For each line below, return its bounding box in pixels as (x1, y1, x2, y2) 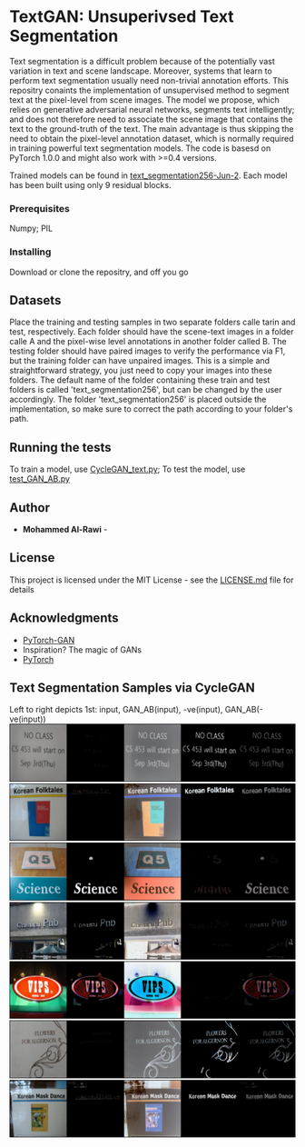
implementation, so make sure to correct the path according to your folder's (9, 404, 293, 414)
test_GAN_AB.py (9, 474, 71, 484)
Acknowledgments (9, 611, 120, 626)
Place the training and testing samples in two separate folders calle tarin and (9, 316, 296, 328)
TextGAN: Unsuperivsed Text (9, 6, 234, 27)
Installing (9, 245, 52, 258)
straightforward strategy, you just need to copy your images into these (9, 365, 272, 376)
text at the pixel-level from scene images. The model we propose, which (9, 94, 280, 105)
